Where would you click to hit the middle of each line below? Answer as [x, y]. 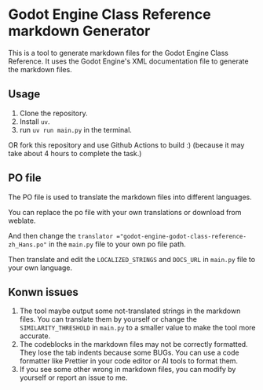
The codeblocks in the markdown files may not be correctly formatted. [134, 344]
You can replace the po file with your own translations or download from [125, 212]
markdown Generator [79, 31]
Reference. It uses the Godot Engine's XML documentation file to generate [128, 61]
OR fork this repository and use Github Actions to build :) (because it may [126, 145]
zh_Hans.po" [27, 245]
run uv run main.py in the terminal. [75, 129]
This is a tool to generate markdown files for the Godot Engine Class [119, 53]
